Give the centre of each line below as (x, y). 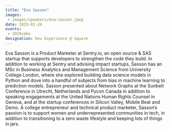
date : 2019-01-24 (24, 24)
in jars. (12, 124)
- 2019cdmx (19, 34)
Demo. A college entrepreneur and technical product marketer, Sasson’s (81, 107)
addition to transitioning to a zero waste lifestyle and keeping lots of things (84, 118)
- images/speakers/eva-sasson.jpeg (45, 19)
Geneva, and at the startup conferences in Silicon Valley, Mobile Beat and (83, 102)
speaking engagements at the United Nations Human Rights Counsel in (80, 96)
